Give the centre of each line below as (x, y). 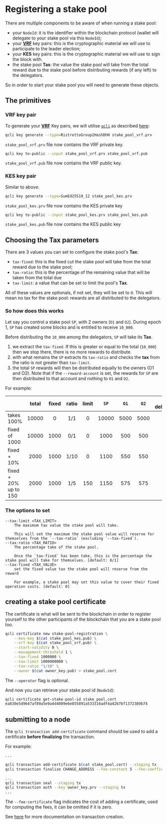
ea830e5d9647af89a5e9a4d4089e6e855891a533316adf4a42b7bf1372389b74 (77, 704)
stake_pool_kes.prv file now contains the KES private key (64, 205)
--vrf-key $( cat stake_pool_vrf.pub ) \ (55, 643)
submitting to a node (38, 719)
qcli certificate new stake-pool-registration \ (56, 634)
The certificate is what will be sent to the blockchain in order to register (78, 614)
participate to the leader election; (46, 48)
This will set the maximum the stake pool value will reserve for (84, 534)
